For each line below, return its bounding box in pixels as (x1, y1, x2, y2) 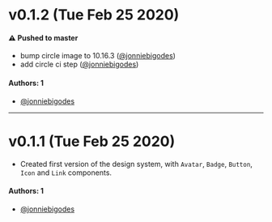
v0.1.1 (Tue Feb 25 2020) (8, 132, 176, 151)
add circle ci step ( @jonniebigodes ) (19, 59, 139, 70)
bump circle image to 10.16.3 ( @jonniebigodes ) (19, 51, 176, 61)
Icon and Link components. (19, 168, 112, 177)
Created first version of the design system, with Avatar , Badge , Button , (19, 159, 253, 169)
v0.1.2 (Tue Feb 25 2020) (8, 6, 180, 24)
